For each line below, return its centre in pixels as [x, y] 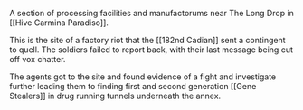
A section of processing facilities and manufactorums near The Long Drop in [151, 13]
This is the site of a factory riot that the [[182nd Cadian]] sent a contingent [148, 40]
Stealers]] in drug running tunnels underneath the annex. [115, 96]
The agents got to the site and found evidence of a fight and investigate [143, 77]
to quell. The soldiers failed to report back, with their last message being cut [151, 50]
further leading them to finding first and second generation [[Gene [133, 86]
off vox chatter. [38, 59]
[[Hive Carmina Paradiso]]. [59, 23]
